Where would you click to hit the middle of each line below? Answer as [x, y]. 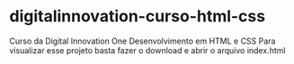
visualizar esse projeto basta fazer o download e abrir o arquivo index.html [147, 50]
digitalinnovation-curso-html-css [138, 16]
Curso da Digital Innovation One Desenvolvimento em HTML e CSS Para [143, 41]
